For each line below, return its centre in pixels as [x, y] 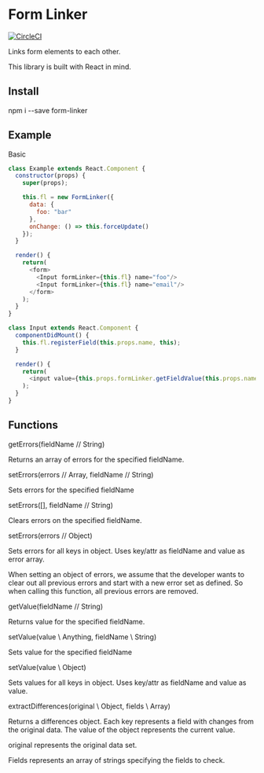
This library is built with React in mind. [70, 66]
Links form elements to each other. [64, 51]
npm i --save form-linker [48, 110]
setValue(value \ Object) [47, 667]
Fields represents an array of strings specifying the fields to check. [117, 760]
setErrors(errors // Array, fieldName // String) [81, 474]
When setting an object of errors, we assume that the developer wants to [126, 574]
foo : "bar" [54, 212]
